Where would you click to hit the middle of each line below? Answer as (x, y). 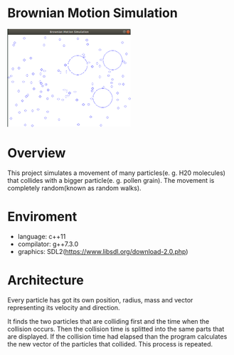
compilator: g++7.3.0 (48, 244)
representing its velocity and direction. (64, 307)
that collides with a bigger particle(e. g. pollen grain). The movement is (111, 180)
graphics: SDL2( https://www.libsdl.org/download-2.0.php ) (103, 251)
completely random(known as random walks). (74, 188)
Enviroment (42, 217)
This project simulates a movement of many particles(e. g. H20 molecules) (117, 173)
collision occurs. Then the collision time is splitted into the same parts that (116, 329)
